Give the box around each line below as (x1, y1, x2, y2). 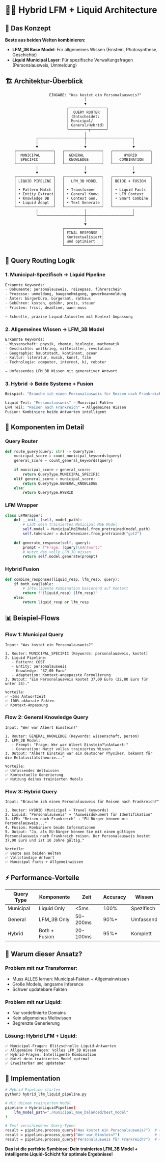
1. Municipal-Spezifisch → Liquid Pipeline (5, 271, 106, 278)
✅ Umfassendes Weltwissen (5, 768, 59, 773)
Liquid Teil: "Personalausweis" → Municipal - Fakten (5, 400, 113, 405)
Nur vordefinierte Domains (12, 1010, 66, 1015)
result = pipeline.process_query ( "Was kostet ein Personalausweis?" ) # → (5, 1128, 162, 1133)
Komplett (131, 930, 152, 937)
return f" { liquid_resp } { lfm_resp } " (23, 591, 98, 596)
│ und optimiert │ (62, 238, 105, 244)
